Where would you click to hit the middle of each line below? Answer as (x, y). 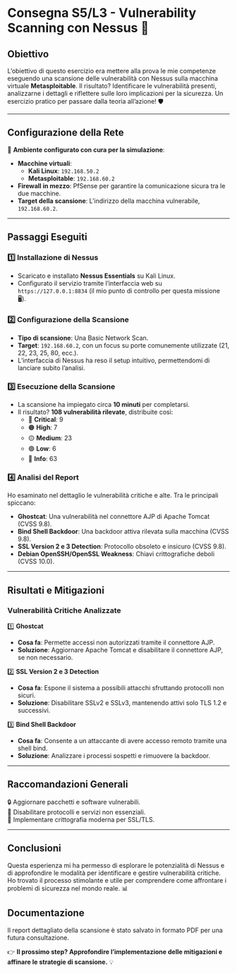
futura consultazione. (38, 937)
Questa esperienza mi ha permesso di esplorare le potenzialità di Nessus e (116, 865)
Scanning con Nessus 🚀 (78, 28)
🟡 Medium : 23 (50, 438)
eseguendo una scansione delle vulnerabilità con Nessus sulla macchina (113, 78)
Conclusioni (34, 849)
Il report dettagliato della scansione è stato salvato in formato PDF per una (115, 930)
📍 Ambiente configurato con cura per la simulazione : (86, 149)
